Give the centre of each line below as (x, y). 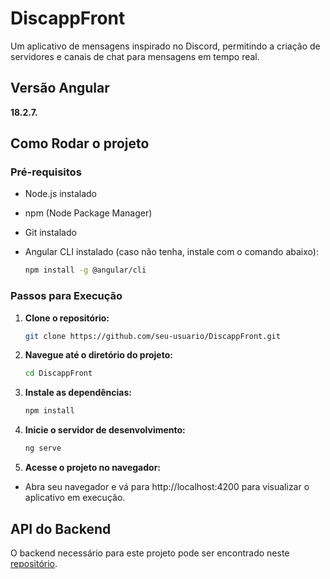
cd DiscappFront (58, 373)
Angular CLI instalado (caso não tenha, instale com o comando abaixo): (171, 252)
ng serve (43, 448)
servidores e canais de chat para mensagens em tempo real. (135, 56)
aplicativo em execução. (75, 498)
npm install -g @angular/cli (85, 270)
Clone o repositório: (67, 318)
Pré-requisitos (46, 172)
